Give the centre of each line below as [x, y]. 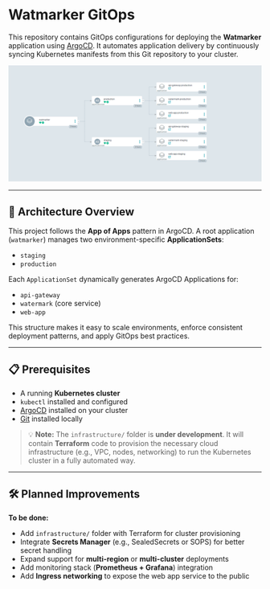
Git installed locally [51, 419]
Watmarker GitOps [72, 15]
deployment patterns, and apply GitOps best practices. [99, 336]
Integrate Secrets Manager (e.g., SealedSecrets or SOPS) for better [132, 542]
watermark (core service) [61, 304]
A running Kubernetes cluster [70, 393]
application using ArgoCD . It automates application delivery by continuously [134, 45]
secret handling [46, 550]
